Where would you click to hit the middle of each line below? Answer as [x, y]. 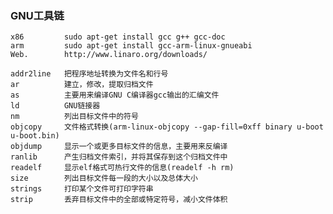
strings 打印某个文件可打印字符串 [82, 189]
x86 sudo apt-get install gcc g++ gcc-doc [118, 37]
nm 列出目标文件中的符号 [74, 117]
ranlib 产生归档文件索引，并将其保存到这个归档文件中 [119, 157]
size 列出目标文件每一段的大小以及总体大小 [104, 178]
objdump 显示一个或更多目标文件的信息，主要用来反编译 [119, 147]
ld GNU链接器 [55, 106]
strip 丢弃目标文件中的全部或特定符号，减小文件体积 [119, 200]
